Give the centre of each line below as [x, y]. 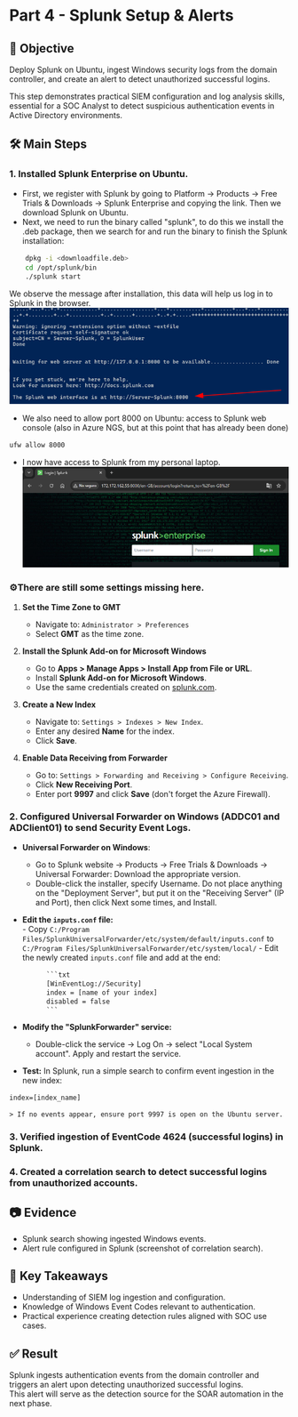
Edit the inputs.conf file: [67, 919]
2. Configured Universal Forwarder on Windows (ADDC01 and [145, 817]
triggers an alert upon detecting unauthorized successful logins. [126, 1385]
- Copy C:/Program [56, 929]
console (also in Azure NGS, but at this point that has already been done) [155, 428]
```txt [58, 975]
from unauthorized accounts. [74, 1182]
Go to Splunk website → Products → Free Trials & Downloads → [151, 865]
